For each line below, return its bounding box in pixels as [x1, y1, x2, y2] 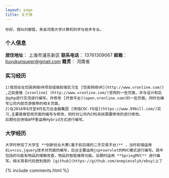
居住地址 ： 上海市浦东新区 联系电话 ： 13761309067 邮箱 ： [5, 52, 127, 58]
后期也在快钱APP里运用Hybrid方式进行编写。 [5, 117, 86, 122]
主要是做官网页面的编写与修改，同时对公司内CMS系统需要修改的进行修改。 [11, 112, 143, 117]
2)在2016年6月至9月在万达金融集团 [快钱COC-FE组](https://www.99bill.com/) [5, 107, 158, 112]
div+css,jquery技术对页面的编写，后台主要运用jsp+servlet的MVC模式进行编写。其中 [5, 148, 163, 153]
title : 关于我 [5, 12, 33, 17]
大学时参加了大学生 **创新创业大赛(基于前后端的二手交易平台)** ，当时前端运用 [5, 143, 152, 148]
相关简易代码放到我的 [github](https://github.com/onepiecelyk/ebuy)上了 [12, 159, 163, 164]
